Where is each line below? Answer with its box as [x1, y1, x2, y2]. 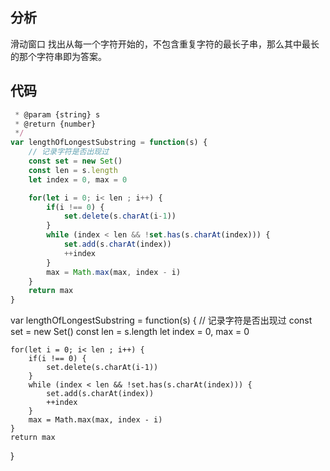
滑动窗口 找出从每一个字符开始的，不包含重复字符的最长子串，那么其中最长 [10, 38, 320, 50]
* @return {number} [14, 119, 97, 129]
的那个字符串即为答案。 [10, 50, 107, 62]
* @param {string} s [14, 109, 101, 120]
